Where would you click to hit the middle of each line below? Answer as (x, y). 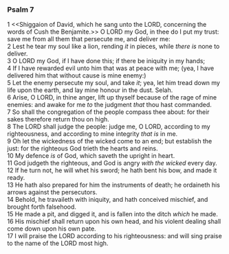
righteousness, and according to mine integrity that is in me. (92, 134)
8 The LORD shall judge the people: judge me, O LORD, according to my (109, 127)
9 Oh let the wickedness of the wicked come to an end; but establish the (110, 141)
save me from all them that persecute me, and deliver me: (89, 39)
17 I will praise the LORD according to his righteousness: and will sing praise (115, 236)
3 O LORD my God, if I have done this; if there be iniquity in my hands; (106, 61)
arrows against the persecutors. (52, 192)
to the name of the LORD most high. (58, 243)
